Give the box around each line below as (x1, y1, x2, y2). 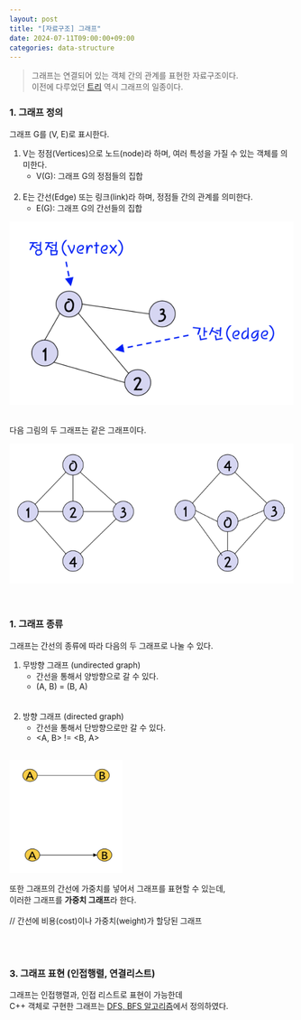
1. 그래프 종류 (9, 618, 64, 631)
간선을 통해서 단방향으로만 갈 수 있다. (35, 722, 167, 733)
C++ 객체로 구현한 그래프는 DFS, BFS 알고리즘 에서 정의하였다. (9, 1001, 229, 1012)
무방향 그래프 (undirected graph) (22, 660, 141, 670)
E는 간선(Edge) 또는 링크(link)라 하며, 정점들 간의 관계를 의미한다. (22, 191, 254, 202)
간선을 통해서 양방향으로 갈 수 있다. (35, 670, 160, 681)
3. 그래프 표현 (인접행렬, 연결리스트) (9, 967, 156, 979)
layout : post (9, 14, 59, 23)
